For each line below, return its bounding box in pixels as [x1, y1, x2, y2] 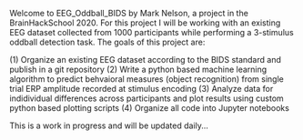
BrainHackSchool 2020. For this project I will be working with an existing [9, 17, 281, 28]
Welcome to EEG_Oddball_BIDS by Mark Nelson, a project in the [9, 8, 248, 18]
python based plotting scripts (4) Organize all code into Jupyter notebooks [9, 103, 289, 113]
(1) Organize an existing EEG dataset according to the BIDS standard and [9, 55, 282, 65]
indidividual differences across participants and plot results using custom [9, 93, 284, 104]
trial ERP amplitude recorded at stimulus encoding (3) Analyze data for [9, 84, 274, 94]
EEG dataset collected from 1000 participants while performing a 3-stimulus [9, 27, 294, 37]
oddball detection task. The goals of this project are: [9, 36, 206, 47]
